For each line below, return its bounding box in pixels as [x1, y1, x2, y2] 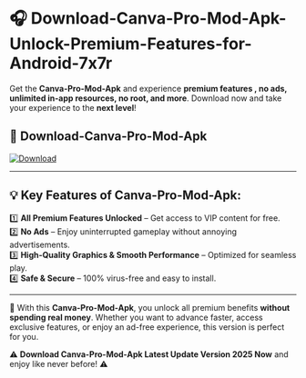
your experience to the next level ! [9, 102, 137, 113]
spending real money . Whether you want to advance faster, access [9, 312, 263, 323]
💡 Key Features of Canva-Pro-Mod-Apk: [9, 188, 241, 204]
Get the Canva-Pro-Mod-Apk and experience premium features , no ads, [9, 83, 288, 94]
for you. [9, 331, 39, 342]
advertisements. [9, 239, 70, 250]
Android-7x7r [9, 53, 113, 74]
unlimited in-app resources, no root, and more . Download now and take [9, 93, 282, 104]
